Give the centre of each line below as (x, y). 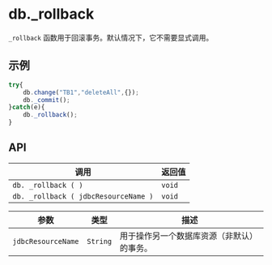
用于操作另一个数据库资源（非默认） (189, 236)
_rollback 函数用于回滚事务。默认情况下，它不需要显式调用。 (111, 37)
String (99, 241)
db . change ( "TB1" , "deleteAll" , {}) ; (81, 92)
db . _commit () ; (47, 100)
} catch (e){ (27, 107)
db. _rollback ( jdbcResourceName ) (83, 196)
